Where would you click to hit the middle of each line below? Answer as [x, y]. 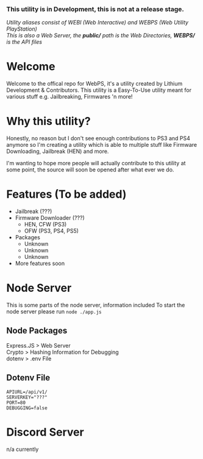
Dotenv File [28, 378]
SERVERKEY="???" [27, 397]
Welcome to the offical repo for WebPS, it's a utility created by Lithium [94, 84]
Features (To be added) [66, 194]
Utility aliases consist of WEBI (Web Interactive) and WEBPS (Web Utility [98, 23]
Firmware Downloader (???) [50, 218]
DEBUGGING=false [27, 408]
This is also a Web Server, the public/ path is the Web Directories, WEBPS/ [101, 35]
